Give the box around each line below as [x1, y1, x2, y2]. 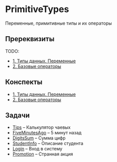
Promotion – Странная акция [12, 151, 73, 157]
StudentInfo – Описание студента [12, 140, 84, 146]
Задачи [5, 111, 30, 119]
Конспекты [5, 78, 43, 87]
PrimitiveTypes [5, 4, 69, 15]
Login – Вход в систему [12, 146, 63, 152]
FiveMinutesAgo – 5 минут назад [12, 130, 82, 136]
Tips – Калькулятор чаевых [12, 124, 71, 130]
